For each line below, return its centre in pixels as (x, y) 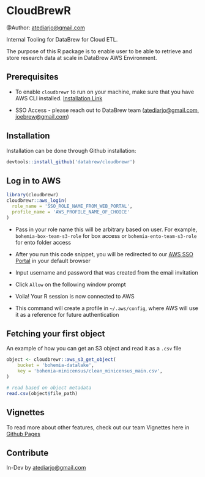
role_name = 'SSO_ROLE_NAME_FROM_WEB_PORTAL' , (72, 206)
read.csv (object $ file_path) (42, 393)
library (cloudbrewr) (33, 195)
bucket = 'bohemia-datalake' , (56, 365)
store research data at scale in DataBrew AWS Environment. (82, 57)
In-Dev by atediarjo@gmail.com (46, 468)
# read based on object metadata (49, 388)
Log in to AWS (34, 181)
